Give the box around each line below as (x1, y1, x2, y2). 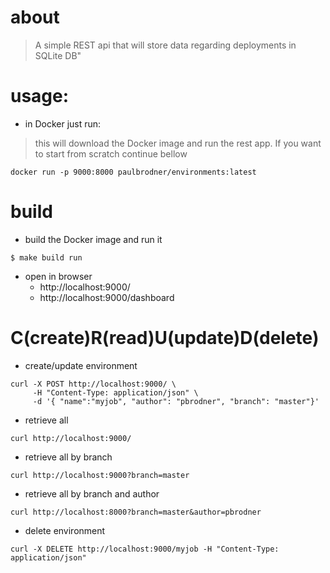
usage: (10, 85, 70, 108)
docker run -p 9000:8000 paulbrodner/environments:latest (10, 167, 257, 177)
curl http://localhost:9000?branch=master (10, 470, 190, 480)
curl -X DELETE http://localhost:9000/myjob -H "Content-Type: (10, 544, 280, 554)
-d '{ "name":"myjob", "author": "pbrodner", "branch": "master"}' (32, 396, 320, 406)
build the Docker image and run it (24, 233, 163, 245)
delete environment (24, 524, 106, 536)
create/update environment (24, 359, 138, 371)
